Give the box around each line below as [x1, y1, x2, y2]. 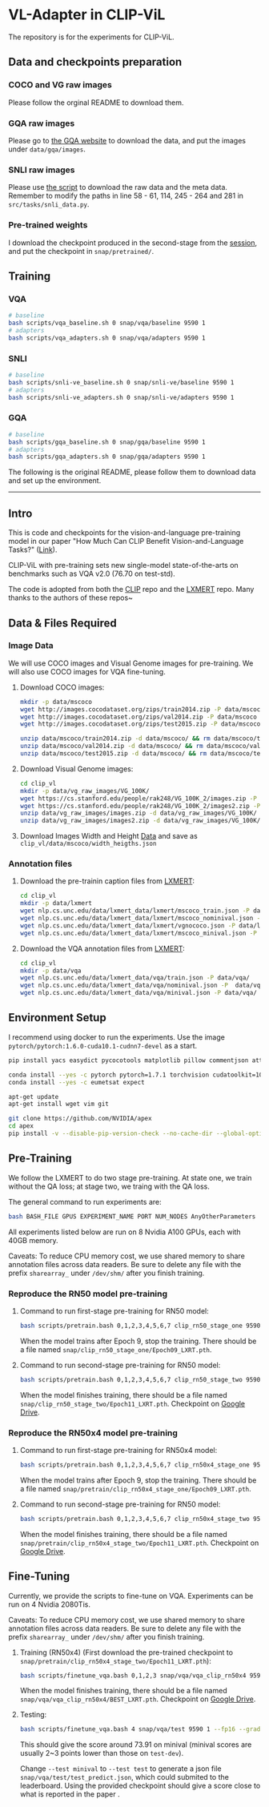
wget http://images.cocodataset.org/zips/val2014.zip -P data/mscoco [19, 713, 258, 721]
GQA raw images [8, 118, 75, 129]
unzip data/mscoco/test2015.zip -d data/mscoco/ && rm [19, 750, 207, 758]
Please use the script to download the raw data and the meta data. [8, 183, 228, 192]
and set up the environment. [8, 476, 102, 485]
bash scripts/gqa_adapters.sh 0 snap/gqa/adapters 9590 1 [8, 453, 206, 461]
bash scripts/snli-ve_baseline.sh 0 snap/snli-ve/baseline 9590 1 [8, 378, 235, 386]
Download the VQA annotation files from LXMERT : [19, 944, 186, 953]
